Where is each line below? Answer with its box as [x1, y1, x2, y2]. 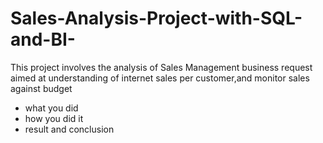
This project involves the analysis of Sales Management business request [10, 61, 313, 73]
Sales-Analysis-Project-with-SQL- [10, 7, 303, 30]
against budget [10, 82, 73, 94]
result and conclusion [24, 123, 115, 135]
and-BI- [10, 28, 76, 51]
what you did [24, 102, 79, 114]
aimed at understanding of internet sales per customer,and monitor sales [10, 72, 310, 84]
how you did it [24, 112, 84, 124]
